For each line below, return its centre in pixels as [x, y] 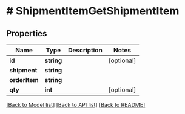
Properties [27, 33]
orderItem [24, 80]
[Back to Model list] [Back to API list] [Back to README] [76, 105]
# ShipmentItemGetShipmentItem [93, 11]
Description [85, 50]
